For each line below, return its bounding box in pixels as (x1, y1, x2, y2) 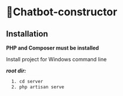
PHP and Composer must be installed (6, 44, 99, 51)
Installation (6, 29, 48, 39)
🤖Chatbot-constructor (6, 5, 118, 19)
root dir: (6, 67, 26, 74)
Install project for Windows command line (6, 56, 107, 62)
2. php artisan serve (11, 84, 65, 90)
